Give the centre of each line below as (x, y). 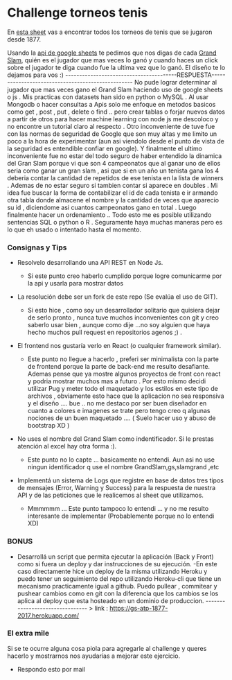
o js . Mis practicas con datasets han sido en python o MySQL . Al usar (108, 97)
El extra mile (28, 634)
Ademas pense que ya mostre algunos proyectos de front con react (124, 374)
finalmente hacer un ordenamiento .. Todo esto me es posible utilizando (109, 215)
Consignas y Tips (37, 247)
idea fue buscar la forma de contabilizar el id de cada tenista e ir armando (113, 193)
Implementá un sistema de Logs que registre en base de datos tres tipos (120, 480)
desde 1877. (24, 39)
